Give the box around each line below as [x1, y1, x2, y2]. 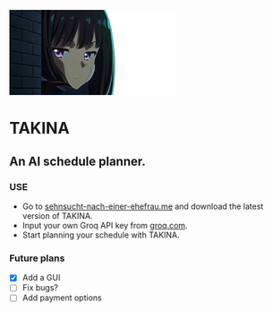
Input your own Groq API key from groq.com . [21, 221, 188, 230]
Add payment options [21, 292, 102, 303]
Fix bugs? [21, 282, 58, 293]
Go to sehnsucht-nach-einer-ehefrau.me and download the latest [21, 201, 264, 212]
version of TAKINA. [21, 211, 93, 221]
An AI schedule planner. [9, 153, 146, 169]
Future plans [9, 252, 65, 264]
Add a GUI [21, 273, 61, 283]
